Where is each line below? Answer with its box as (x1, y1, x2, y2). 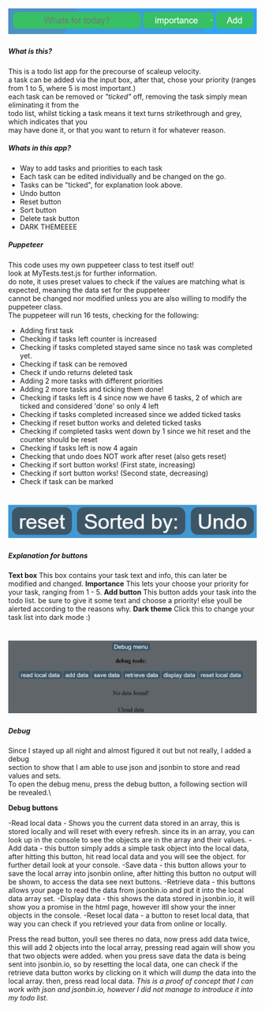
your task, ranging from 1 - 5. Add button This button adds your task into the (8, 588, 257, 597)
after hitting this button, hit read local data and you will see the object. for (8, 852, 246, 862)
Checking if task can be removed (19, 359, 128, 369)
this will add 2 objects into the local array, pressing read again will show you (8, 943, 256, 952)
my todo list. (8, 993, 49, 1003)
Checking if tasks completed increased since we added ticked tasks (19, 409, 241, 419)
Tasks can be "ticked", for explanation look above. (19, 180, 183, 190)
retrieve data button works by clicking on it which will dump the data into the (8, 968, 256, 978)
